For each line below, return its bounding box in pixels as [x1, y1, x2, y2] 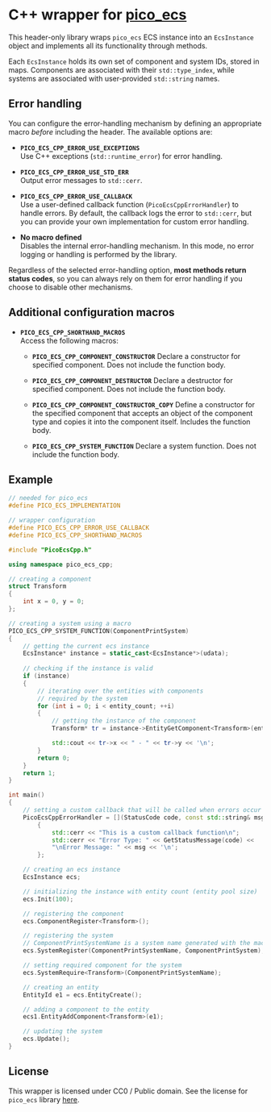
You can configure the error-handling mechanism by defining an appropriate [8, 119, 262, 128]
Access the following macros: [19, 335, 119, 345]
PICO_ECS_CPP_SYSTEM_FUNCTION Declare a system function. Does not [31, 441, 256, 451]
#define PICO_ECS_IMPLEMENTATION [8, 502, 121, 510]
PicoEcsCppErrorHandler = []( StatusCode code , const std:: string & [23, 813, 251, 822]
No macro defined [19, 232, 82, 242]
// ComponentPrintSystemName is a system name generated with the [23, 939, 251, 947]
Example [8, 473, 53, 486]
